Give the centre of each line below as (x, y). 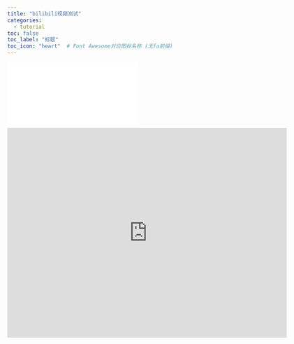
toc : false (23, 33)
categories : (24, 20)
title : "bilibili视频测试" (44, 14)
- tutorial (29, 27)
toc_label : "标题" (33, 40)
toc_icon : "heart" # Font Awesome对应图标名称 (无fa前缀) (90, 46)
